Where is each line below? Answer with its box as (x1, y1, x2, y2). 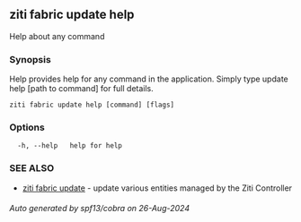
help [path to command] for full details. (9, 83, 155, 94)
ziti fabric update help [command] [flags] (9, 100, 175, 110)
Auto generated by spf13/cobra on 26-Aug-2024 (9, 203, 190, 214)
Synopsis (9, 53, 51, 65)
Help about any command (9, 30, 105, 41)
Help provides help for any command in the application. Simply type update (9, 73, 289, 84)
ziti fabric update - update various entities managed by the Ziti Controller (22, 183, 293, 193)
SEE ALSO (9, 162, 55, 175)
